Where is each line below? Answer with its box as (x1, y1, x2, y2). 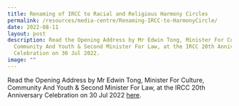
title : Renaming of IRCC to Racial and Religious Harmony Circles (7, 10, 208, 18)
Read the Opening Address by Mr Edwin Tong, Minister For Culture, (7, 76, 205, 84)
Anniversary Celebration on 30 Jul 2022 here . (7, 90, 142, 99)
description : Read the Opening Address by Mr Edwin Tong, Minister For (7, 37, 224, 44)
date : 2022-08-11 (7, 23, 59, 30)
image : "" (7, 57, 37, 64)
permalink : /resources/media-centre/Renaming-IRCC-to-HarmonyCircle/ (7, 17, 218, 24)
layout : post (7, 30, 46, 37)
